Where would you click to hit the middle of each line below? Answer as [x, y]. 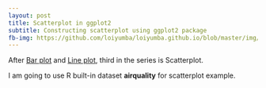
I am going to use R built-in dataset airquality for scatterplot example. [122, 75]
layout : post [30, 15]
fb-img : [21, 38]
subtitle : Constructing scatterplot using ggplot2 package [108, 30]
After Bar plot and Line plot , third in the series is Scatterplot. [106, 60]
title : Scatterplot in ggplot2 [60, 23]
